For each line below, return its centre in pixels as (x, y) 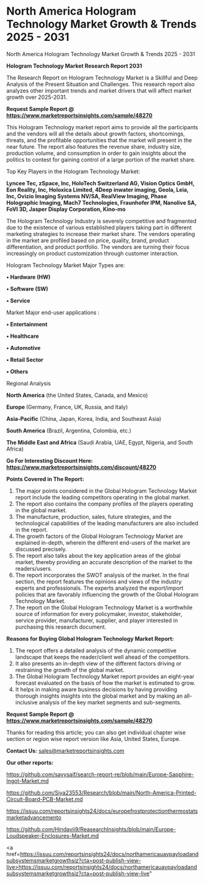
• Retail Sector (25, 359)
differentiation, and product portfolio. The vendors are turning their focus (98, 247)
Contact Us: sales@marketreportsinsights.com (66, 751)
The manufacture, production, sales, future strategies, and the (93, 517)
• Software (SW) (27, 288)
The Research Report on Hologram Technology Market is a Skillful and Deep (102, 77)
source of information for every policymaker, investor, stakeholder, (99, 613)
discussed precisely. (41, 549)
